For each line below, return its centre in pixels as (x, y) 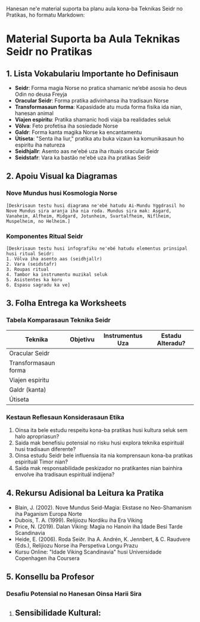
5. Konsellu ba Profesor (50, 577)
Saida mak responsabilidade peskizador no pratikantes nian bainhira (99, 468)
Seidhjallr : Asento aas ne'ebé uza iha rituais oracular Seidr (87, 151)
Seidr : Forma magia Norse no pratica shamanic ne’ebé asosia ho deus (101, 88)
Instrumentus (123, 335)
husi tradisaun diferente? (45, 449)
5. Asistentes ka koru (34, 279)
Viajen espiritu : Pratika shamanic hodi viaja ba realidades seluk (93, 119)
